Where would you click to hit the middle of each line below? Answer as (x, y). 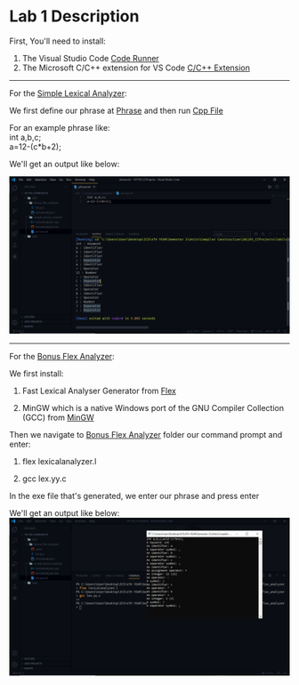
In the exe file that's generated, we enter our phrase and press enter (134, 496)
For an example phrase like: (60, 127)
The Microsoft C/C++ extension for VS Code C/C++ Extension (136, 68)
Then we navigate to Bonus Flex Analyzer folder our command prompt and (146, 435)
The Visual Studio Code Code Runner (91, 58)
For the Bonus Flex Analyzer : (62, 357)
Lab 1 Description (74, 16)
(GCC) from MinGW (58, 418)
